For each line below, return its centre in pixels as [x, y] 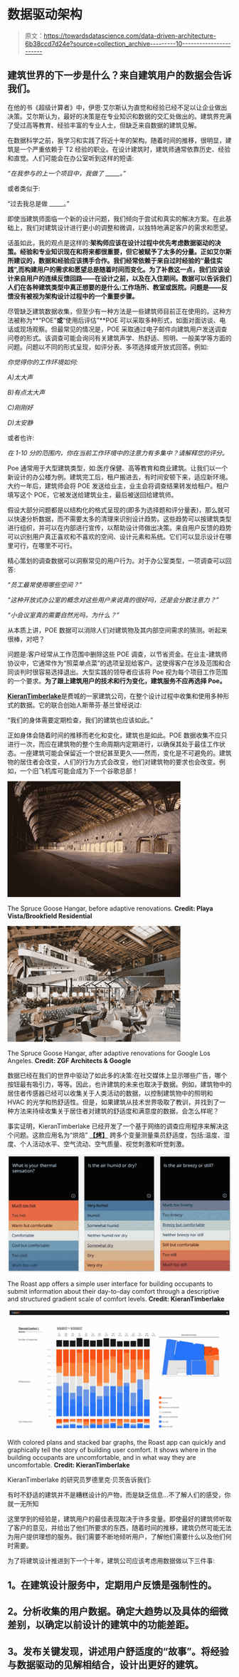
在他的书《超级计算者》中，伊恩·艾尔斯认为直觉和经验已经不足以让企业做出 [117, 107]
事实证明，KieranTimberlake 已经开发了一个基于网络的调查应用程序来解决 [115, 1126]
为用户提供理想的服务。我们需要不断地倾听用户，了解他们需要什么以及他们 [116, 1537]
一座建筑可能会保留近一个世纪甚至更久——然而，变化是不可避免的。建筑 [126, 753]
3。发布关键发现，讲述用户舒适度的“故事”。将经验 [118, 1651]
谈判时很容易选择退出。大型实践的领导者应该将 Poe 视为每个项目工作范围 [121, 672]
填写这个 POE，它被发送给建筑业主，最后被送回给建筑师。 [92, 494]
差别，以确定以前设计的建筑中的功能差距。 [101, 1625]
